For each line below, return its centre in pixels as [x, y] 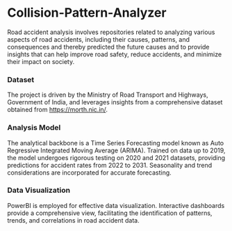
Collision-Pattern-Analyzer [87, 13]
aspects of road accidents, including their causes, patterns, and [98, 39]
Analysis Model [34, 128]
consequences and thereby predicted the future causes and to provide [108, 47]
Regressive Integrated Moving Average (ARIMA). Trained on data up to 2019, [116, 150]
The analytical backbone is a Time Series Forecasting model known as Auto [116, 143]
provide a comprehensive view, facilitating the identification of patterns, [110, 213]
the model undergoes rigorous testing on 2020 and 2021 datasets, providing [116, 157]
